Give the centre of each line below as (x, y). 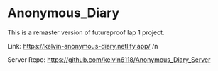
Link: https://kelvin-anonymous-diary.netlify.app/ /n (83, 46)
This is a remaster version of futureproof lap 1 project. (86, 32)
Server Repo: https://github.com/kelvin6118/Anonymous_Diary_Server (109, 59)
